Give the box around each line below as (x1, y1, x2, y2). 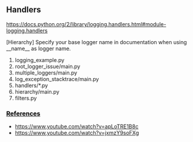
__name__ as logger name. (6, 45, 71, 52)
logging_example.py (14, 56, 65, 63)
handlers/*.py (14, 82, 48, 89)
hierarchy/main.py (14, 88, 60, 95)
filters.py (14, 94, 37, 101)
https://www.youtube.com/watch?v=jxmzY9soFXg (14, 129, 139, 137)
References (6, 109, 41, 118)
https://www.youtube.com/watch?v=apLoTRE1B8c (14, 123, 139, 130)
